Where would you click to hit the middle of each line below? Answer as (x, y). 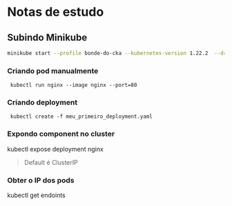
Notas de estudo (56, 12)
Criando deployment (42, 103)
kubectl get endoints (36, 195)
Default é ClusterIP (51, 162)
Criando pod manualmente (53, 71)
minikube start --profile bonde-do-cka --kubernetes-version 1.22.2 (108, 53)
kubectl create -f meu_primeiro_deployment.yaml (81, 117)
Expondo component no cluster (61, 134)
